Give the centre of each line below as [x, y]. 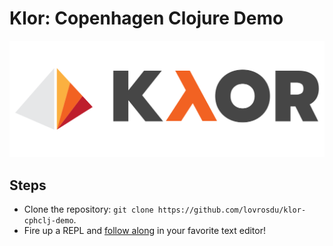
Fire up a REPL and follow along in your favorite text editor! [144, 231]
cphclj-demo [48, 221]
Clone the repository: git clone [88, 209]
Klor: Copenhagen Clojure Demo [146, 18]
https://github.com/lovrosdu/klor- [232, 210]
